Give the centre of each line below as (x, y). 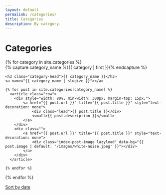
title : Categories (24, 19)
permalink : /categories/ (31, 14)
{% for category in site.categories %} (44, 62)
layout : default (22, 10)
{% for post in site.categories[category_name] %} (59, 90)
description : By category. (33, 24)
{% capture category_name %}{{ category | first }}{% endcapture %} (76, 67)
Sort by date (18, 187)
